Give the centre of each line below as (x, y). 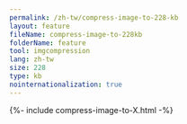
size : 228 (28, 68)
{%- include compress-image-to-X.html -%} (91, 110)
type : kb (26, 76)
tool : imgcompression (50, 51)
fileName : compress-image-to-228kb (76, 34)
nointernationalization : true (66, 84)
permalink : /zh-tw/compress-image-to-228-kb (94, 18)
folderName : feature (48, 43)
